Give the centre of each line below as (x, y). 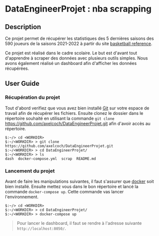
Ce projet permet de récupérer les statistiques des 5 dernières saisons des (79, 38)
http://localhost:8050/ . (41, 228)
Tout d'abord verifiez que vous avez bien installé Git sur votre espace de (77, 108)
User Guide (22, 84)
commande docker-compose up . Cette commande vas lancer (65, 191)
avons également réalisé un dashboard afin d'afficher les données (71, 63)
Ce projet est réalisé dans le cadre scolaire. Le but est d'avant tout (71, 53)
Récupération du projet (33, 97)
